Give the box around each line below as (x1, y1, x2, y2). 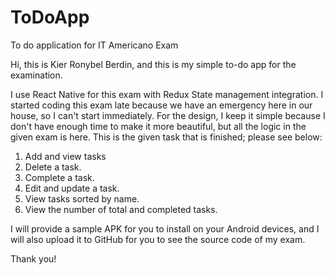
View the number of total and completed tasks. (24, 203, 218, 215)
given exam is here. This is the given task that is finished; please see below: (10, 131, 323, 143)
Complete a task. (24, 171, 95, 183)
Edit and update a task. (24, 182, 120, 194)
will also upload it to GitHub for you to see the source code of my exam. (10, 233, 306, 245)
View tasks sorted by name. (24, 192, 140, 205)
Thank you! (10, 252, 57, 265)
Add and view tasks (24, 150, 107, 162)
